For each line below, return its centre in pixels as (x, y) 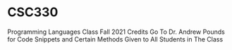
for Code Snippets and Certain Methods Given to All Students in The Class (115, 39)
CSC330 (33, 12)
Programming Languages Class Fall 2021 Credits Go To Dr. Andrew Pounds (116, 32)
